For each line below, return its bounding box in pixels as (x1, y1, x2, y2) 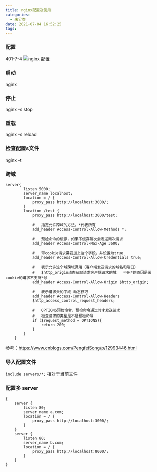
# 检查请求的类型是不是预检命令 (32, 313, 94, 319)
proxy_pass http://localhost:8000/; (32, 449, 109, 454)
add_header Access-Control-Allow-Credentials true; (32, 255, 142, 260)
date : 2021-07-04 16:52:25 (5, 21, 62, 27)
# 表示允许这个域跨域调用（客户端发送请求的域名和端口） (32, 264, 138, 270)
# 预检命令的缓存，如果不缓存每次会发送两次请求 (32, 236, 124, 241)
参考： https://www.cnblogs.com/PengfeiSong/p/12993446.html (5, 345, 137, 351)
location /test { (23, 208, 59, 213)
